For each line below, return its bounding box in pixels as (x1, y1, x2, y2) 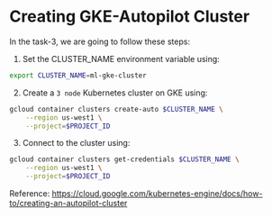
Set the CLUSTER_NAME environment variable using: (22, 53, 221, 64)
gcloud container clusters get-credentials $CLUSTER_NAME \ (9, 155, 240, 164)
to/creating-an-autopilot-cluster (9, 198, 128, 209)
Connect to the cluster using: (22, 138, 131, 149)
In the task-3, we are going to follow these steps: (9, 36, 191, 47)
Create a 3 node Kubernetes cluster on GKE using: (22, 87, 208, 98)
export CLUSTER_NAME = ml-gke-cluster (9, 70, 147, 80)
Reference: (9, 188, 50, 199)
